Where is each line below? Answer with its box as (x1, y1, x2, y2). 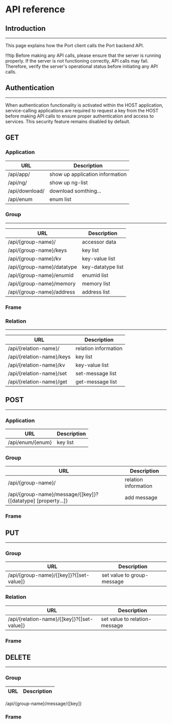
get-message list (75, 378, 117, 385)
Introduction (5, 24, 46, 33)
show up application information (49, 170, 127, 178)
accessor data (81, 238, 117, 245)
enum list (49, 195, 72, 203)
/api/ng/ (8, 179, 27, 186)
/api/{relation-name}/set (8, 370, 67, 377)
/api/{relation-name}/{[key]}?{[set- (8, 615, 94, 622)
